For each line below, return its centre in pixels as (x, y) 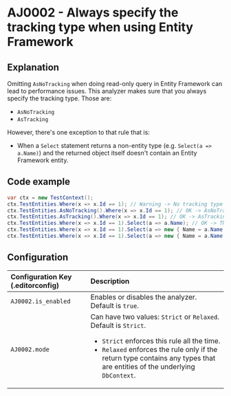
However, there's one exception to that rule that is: (78, 132)
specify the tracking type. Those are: (59, 98)
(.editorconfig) (35, 285)
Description (110, 281)
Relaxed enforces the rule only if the (160, 349)
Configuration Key (41, 276)
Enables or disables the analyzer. (144, 297)
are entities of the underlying (149, 366)
